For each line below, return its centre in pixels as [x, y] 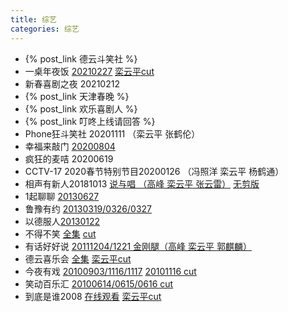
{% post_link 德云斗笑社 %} [81, 58]
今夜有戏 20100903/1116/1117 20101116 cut [110, 271]
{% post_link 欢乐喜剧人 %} [81, 108]
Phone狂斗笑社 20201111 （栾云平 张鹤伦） [112, 133]
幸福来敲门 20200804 [70, 146]
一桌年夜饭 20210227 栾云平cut [89, 71]
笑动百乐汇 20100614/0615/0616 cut [99, 283]
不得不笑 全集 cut [60, 233]
